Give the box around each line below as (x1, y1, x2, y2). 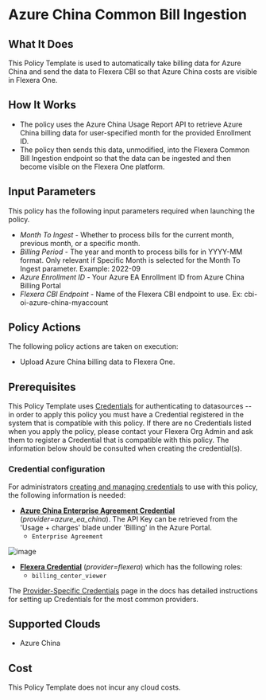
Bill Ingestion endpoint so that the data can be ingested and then (19, 153, 232, 162)
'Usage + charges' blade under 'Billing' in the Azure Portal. (19, 522, 212, 532)
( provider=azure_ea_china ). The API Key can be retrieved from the (19, 514, 238, 523)
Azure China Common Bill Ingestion (8, 6, 248, 24)
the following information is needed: (8, 490, 126, 499)
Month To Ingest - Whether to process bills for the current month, (19, 229, 234, 240)
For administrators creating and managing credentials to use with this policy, (8, 482, 258, 491)
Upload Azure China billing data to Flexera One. (19, 357, 175, 367)
